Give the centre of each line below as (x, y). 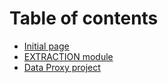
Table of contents (84, 18)
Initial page (46, 46)
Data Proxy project (62, 67)
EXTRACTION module (68, 56)
